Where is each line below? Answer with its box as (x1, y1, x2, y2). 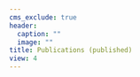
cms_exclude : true (9, 12, 77, 22)
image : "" (17, 37, 53, 47)
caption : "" (17, 29, 62, 38)
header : (9, 21, 38, 30)
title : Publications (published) (9, 46, 133, 55)
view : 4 (9, 54, 38, 63)
